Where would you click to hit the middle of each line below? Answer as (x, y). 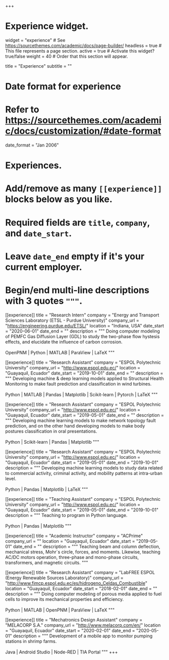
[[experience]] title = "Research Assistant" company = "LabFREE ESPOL (80, 572)
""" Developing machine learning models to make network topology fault (81, 420)
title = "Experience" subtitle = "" (39, 66)
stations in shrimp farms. (31, 641)
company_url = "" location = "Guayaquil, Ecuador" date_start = (70, 541)
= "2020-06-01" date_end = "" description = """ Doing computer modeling (83, 331)
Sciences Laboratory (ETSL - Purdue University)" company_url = (72, 320)
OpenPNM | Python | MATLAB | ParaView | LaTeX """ (60, 352)
